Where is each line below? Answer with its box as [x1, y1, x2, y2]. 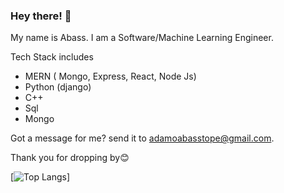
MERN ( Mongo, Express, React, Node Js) [24, 70, 197, 83]
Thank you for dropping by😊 [10, 152, 130, 164]
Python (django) [24, 81, 92, 93]
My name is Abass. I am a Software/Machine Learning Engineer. [10, 32, 274, 44]
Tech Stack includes [10, 51, 94, 63]
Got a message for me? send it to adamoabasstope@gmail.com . [10, 132, 275, 144]
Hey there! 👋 [10, 9, 72, 23]
